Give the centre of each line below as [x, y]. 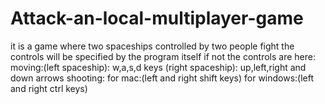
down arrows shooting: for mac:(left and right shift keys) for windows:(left [162, 78]
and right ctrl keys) [49, 88]
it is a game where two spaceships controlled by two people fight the [152, 46]
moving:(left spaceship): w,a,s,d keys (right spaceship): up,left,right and [158, 67]
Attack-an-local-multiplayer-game [157, 18]
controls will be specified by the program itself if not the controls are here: [163, 56]
